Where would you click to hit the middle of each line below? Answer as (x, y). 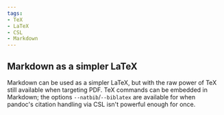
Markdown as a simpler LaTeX (73, 66)
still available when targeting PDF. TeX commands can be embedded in (107, 90)
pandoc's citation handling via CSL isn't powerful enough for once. (101, 104)
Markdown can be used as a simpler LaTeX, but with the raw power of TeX (112, 82)
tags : (15, 13)
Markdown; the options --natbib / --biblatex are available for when (101, 97)
